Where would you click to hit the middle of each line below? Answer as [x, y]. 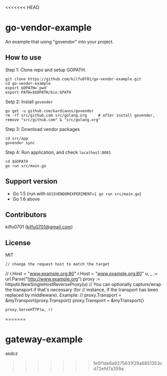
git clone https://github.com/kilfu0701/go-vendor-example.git [73, 79]
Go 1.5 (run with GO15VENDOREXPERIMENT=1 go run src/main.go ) [77, 194]
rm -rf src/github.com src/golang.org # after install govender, [80, 115]
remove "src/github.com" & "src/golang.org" [53, 120]
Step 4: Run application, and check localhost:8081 [58, 152]
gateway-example [44, 339]
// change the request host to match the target [57, 264]
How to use [23, 58]
